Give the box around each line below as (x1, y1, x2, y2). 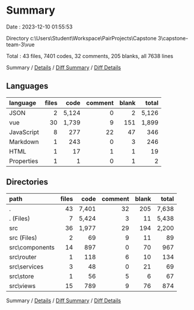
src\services (9, 262, 44, 270)
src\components (9, 243, 55, 251)
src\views (9, 282, 36, 290)
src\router (9, 253, 37, 261)
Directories (6, 177, 49, 187)
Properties (9, 156, 39, 165)
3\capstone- (158, 34, 189, 41)
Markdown (9, 138, 39, 146)
